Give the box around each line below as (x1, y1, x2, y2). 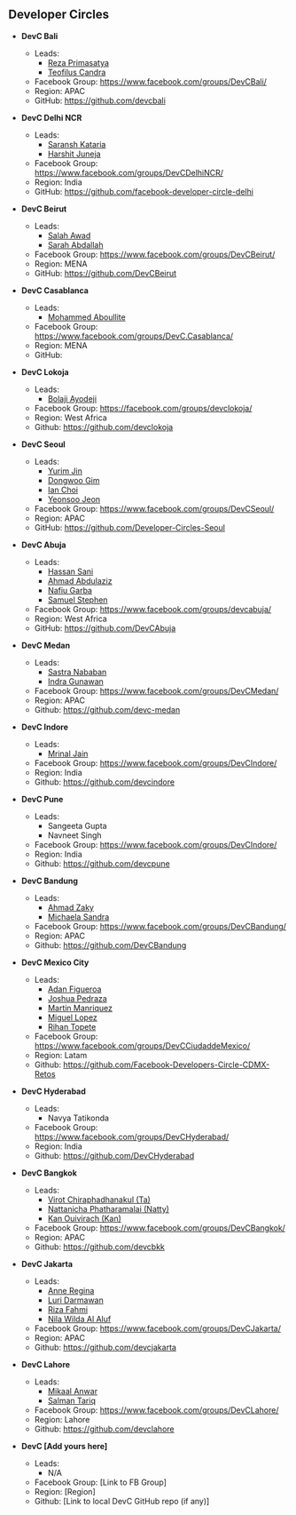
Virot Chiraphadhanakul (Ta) (47, 1194, 152, 1205)
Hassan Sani (47, 566, 94, 577)
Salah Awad (47, 230, 91, 241)
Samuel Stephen (47, 594, 108, 605)
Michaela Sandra (47, 911, 110, 922)
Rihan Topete (47, 1021, 97, 1032)
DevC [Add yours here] (20, 1440, 108, 1451)
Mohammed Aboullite (47, 311, 126, 323)
